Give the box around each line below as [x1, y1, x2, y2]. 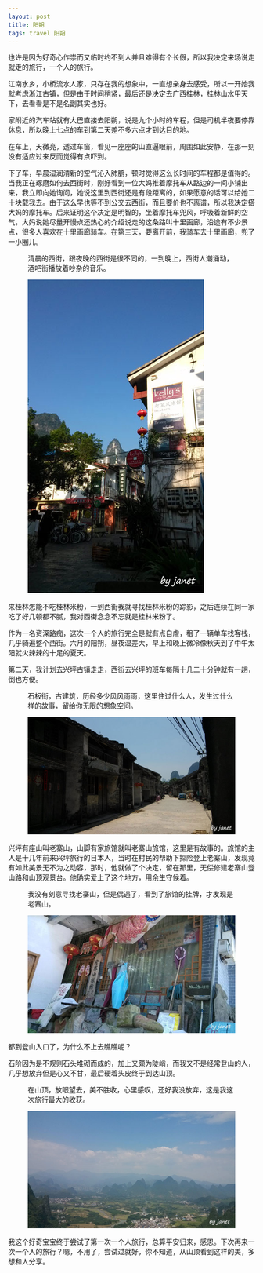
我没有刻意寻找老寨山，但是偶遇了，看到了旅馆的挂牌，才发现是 [27, 889, 233, 899]
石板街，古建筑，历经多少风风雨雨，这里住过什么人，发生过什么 [27, 691, 233, 701]
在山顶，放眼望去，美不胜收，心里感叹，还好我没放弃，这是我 [27, 1085, 227, 1094]
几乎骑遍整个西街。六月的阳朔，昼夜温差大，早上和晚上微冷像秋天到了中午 [8, 638, 248, 647]
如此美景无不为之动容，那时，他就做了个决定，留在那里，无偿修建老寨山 [14, 863, 248, 873]
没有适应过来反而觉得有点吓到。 [8, 151, 111, 161]
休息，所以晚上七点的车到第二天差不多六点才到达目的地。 [8, 126, 193, 135]
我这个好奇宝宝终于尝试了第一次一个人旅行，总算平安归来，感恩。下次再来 [8, 1237, 248, 1246]
